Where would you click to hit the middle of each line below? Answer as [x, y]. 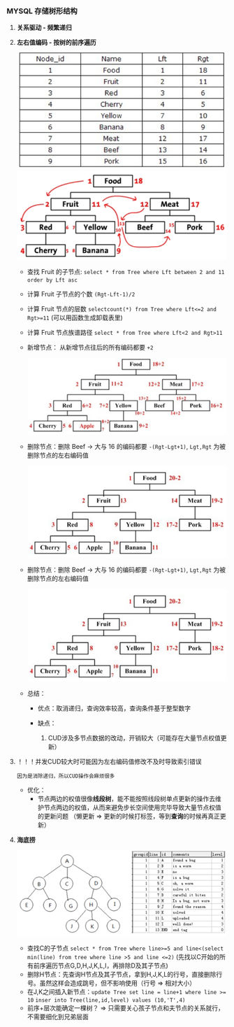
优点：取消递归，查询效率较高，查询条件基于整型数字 [114, 708]
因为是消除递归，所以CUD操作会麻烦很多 [66, 776]
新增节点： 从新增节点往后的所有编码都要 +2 [90, 347]
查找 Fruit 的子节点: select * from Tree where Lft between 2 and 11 [126, 271]
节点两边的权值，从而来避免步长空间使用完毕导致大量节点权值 [132, 807]
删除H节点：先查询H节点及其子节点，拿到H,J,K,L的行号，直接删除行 [125, 975]
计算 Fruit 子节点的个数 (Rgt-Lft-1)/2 [81, 294]
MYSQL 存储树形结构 [42, 10]
